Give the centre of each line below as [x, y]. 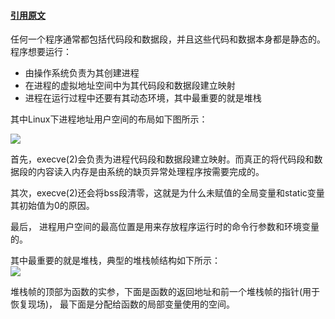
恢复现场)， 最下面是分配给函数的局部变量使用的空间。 [123, 304]
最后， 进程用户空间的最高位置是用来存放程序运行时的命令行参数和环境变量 [165, 227]
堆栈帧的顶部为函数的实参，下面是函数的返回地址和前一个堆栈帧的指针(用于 [165, 292]
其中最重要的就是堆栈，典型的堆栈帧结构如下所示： [115, 261]
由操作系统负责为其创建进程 [82, 73]
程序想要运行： [41, 52]
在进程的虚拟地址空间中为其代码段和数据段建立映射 [130, 86]
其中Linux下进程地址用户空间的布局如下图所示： [109, 119]
